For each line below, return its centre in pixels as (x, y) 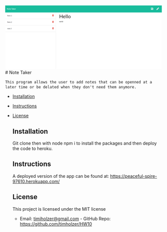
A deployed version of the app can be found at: (61, 176)
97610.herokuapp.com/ (36, 181)
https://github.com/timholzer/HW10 (56, 224)
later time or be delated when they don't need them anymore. (71, 87)
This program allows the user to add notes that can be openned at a (79, 82)
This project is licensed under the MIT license (59, 209)
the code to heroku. (33, 149)
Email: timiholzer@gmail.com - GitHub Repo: (65, 219)
